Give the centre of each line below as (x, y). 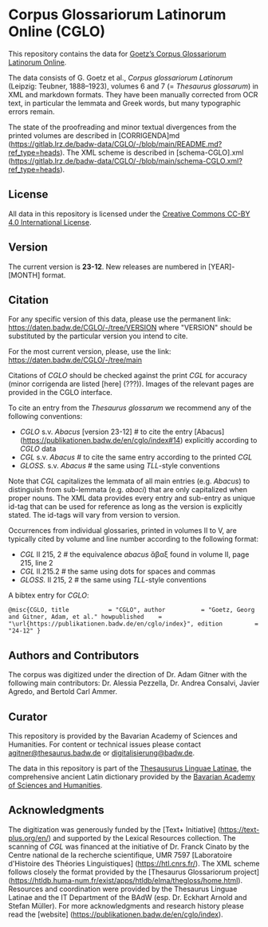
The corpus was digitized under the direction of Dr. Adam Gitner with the (128, 675)
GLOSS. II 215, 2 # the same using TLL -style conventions (113, 580)
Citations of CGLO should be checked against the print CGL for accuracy (128, 376)
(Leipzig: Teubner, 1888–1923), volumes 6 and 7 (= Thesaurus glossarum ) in (134, 86)
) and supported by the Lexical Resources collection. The (142, 838)
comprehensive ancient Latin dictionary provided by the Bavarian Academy (132, 777)
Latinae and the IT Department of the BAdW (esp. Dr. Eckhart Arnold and (128, 897)
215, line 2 (36, 563)
